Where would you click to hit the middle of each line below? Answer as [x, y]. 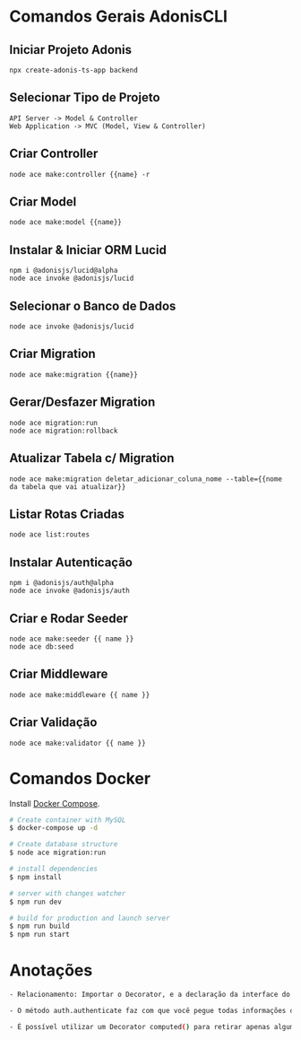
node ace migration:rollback [64, 431]
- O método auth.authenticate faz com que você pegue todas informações [148, 1010]
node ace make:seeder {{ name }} [72, 639]
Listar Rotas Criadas [67, 514]
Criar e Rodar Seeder [69, 618]
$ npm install [36, 877]
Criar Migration [52, 354]
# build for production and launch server [90, 918]
